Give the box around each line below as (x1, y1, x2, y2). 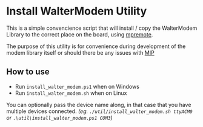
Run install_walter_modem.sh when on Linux (15, 89, 127, 97)
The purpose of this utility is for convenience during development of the (6, 43, 186, 50)
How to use (6, 67, 50, 77)
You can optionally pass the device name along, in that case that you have (6, 101, 191, 108)
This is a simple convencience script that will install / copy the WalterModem (6, 24, 198, 32)
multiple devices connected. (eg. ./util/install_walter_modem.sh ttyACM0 (6, 108, 193, 115)
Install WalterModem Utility (6, 4, 147, 18)
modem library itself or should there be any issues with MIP (6, 49, 155, 56)
